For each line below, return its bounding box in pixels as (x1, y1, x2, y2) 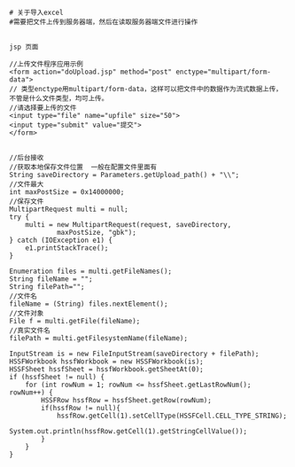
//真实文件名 (9, 326, 50, 335)
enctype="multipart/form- (175, 67, 272, 76)
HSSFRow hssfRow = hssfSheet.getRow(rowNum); (41, 396, 213, 405)
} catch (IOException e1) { (9, 236, 113, 245)
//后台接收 (9, 153, 44, 162)
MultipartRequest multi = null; (9, 205, 128, 214)
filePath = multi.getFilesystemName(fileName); (9, 334, 189, 343)
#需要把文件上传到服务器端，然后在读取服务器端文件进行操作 (9, 18, 198, 27)
